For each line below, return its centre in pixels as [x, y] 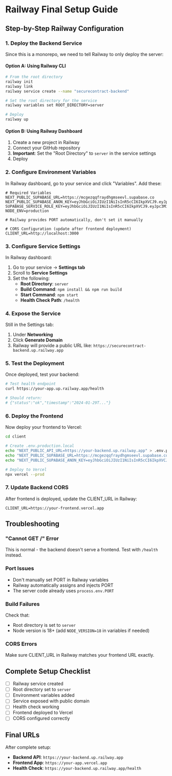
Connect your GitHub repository [46, 148]
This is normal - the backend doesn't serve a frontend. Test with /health [82, 550]
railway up [17, 119]
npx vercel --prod [25, 474]
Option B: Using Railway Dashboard [44, 131]
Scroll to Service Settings [40, 273]
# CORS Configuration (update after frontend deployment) [68, 229]
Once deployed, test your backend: [42, 374]
